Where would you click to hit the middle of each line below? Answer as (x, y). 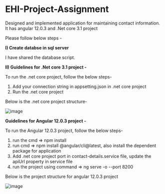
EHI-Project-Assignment (57, 9)
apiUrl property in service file (42, 161)
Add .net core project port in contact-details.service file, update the (82, 156)
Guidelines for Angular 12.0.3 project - (46, 120)
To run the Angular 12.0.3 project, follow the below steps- (64, 130)
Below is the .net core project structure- (46, 101)
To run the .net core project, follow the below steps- (59, 76)
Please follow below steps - (34, 38)
